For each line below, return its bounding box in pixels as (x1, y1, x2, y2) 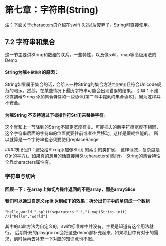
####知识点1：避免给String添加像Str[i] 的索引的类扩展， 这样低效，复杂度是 (5, 147, 160, 153)
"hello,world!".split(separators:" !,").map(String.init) (5, 209, 127, 214)
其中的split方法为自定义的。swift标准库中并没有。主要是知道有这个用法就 (5, 223, 154, 229)
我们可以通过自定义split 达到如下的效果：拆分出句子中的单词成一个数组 (5, 198, 150, 204)
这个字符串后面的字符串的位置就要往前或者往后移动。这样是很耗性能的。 (5, 130, 153, 136)
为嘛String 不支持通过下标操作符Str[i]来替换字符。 (5, 112, 108, 118)
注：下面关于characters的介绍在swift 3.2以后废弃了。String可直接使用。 (5, 22, 153, 28)
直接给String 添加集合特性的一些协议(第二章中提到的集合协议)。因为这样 (9, 94, 157, 99)
